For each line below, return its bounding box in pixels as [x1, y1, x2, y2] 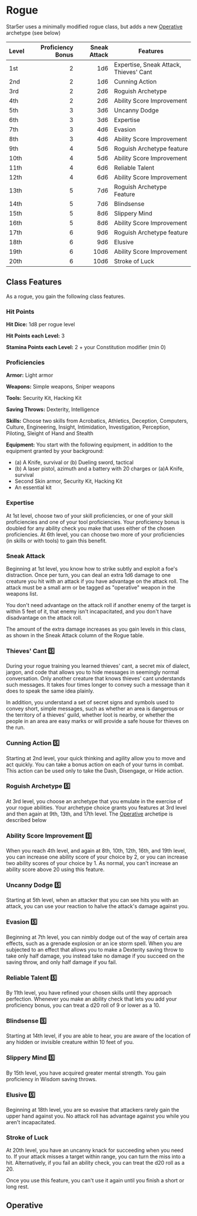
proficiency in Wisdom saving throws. [6, 1075, 97, 1082]
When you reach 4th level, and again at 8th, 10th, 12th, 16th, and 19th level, [6, 847, 186, 854]
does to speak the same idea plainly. [6, 687, 94, 695]
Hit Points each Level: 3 [6, 332, 65, 339]
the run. [6, 724, 25, 731]
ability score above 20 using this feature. [6, 866, 105, 873]
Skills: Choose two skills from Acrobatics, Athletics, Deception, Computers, [6, 418, 189, 425]
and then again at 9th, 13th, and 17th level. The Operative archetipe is [6, 810, 173, 817]
